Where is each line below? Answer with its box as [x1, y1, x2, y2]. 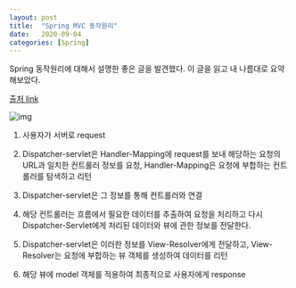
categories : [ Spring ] [9, 37, 90, 47]
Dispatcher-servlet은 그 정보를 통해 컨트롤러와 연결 [21, 190, 203, 201]
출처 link [9, 94, 39, 104]
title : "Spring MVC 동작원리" [9, 21, 119, 30]
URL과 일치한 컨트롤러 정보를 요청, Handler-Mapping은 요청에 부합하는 [21, 160, 271, 170]
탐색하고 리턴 [45, 171, 92, 182]
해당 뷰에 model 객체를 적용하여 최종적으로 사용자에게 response [21, 269, 247, 280]
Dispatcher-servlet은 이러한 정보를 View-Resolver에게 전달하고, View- [21, 239, 274, 250]
